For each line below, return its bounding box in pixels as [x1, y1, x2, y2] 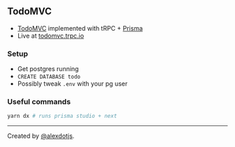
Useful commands [7, 97, 71, 107]
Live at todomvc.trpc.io [17, 31, 85, 40]
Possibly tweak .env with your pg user [17, 79, 128, 88]
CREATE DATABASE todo [17, 73, 80, 81]
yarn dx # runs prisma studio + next [7, 113, 117, 120]
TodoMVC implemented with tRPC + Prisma [17, 24, 143, 32]
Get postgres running [17, 65, 79, 73]
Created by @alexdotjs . [7, 132, 75, 140]
